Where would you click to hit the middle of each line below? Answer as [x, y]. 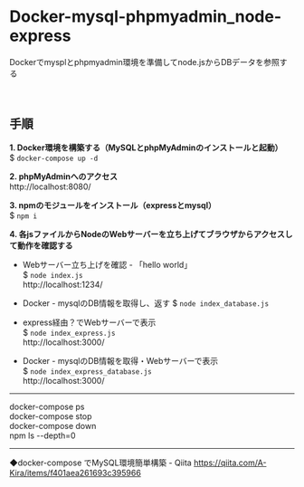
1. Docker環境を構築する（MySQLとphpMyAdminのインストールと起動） [146, 148]
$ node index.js [52, 274]
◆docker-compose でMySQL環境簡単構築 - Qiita [100, 463]
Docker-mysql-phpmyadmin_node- [146, 17]
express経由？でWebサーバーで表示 [89, 322]
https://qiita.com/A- [230, 463]
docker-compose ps [47, 406]
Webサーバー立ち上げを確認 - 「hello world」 [107, 264]
